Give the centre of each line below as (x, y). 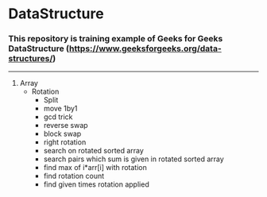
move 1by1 (60, 109)
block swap (62, 134)
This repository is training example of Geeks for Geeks (116, 39)
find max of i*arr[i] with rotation (95, 168)
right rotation (65, 142)
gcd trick (58, 117)
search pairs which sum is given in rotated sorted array (133, 159)
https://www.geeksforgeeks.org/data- (145, 48)
